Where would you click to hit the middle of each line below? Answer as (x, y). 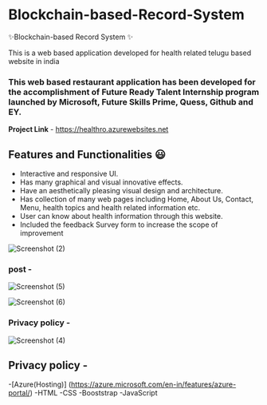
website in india (34, 61)
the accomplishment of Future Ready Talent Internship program (134, 92)
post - (20, 269)
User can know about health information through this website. (121, 216)
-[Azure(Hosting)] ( (40, 384)
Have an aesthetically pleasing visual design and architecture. (121, 191)
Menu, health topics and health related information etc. (110, 208)
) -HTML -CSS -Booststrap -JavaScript (94, 393)
